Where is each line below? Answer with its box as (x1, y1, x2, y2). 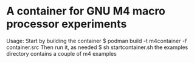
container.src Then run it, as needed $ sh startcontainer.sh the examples (6, 44, 189, 51)
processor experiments (6, 17, 127, 31)
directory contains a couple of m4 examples (6, 50, 117, 57)
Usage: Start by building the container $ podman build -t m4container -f (6, 37, 187, 44)
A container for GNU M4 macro (6, 4, 166, 18)
